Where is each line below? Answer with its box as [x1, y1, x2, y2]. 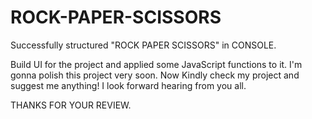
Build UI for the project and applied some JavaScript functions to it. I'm [10, 58, 303, 70]
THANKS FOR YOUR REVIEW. [10, 99, 132, 111]
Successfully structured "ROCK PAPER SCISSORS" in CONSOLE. [10, 39, 277, 51]
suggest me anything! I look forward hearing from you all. [10, 79, 247, 91]
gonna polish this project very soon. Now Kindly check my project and [10, 69, 300, 81]
